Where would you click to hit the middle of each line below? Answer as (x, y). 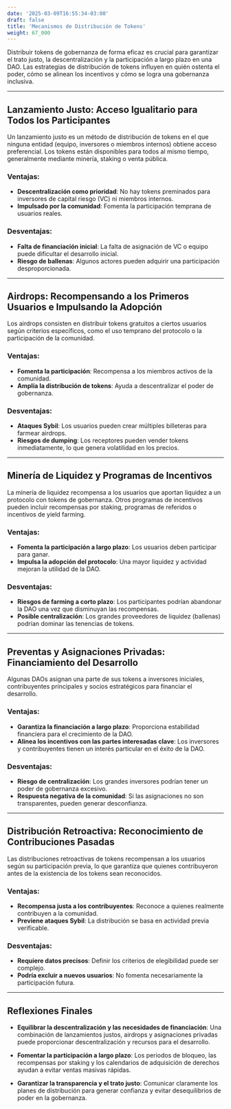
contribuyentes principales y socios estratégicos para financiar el (100, 687)
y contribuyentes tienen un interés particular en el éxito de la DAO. (111, 749)
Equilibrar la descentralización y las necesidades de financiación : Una (119, 1027)
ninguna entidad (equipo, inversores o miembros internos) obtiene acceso (112, 144)
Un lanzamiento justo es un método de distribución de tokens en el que (108, 137)
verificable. (33, 928)
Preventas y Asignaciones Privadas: (86, 652)
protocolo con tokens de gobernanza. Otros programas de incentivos (105, 499)
